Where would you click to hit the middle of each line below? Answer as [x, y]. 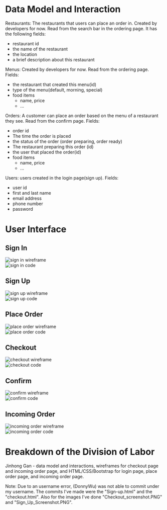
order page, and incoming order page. [45, 476]
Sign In [16, 248]
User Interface [36, 229]
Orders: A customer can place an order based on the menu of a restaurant [82, 115]
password [23, 209]
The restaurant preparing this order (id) [53, 146]
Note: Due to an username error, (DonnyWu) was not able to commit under [82, 486]
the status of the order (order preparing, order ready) [67, 141]
